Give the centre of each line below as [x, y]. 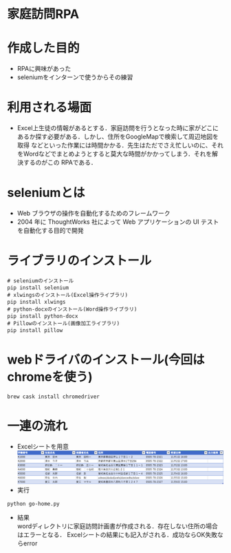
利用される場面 [49, 108]
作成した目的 [44, 48]
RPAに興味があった [44, 69]
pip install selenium [38, 288]
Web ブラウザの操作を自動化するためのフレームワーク [93, 213]
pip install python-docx [43, 316]
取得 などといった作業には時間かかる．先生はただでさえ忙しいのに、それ [120, 145]
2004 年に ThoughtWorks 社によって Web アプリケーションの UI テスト [118, 222]
